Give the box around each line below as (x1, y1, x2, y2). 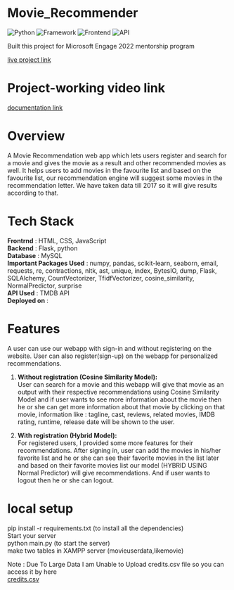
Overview (7, 128, 65, 144)
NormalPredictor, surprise (7, 281, 82, 290)
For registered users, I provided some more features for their (17, 438, 193, 447)
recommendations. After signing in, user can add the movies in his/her (17, 446, 221, 454)
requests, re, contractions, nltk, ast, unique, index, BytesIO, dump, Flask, (7, 266, 217, 275)
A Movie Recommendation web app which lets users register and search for (7, 151, 227, 160)
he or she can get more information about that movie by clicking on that (17, 402, 226, 411)
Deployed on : (7, 296, 49, 304)
